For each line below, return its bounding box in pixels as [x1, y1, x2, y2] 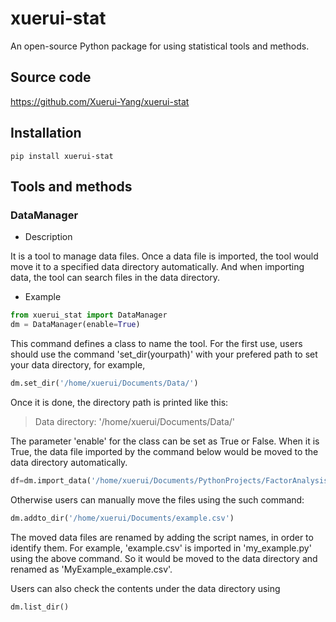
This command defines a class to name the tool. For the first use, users [10, 338, 303, 349]
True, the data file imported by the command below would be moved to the [10, 445, 319, 457]
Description [24, 231, 73, 243]
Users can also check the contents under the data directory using [10, 582, 281, 594]
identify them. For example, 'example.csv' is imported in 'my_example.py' [10, 542, 312, 554]
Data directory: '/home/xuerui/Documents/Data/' [34, 415, 236, 427]
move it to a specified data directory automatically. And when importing [10, 261, 305, 273]
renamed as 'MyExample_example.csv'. [10, 563, 173, 575]
